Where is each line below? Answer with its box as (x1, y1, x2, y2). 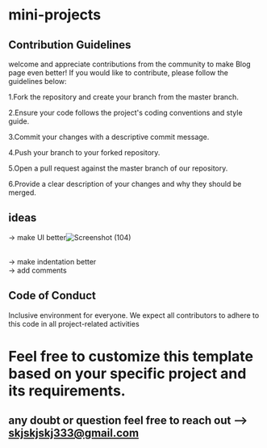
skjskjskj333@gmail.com (8, 426, 140, 440)
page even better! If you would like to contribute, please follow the (8, 68, 228, 78)
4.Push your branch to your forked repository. (8, 148, 161, 157)
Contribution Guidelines (8, 38, 131, 52)
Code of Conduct (8, 289, 97, 302)
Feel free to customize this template (8, 347, 254, 366)
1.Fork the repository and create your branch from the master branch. (8, 92, 240, 102)
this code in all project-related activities (8, 319, 140, 328)
